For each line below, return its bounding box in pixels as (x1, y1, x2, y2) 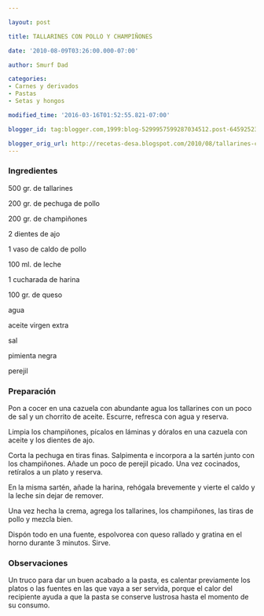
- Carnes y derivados (8, 82, 79, 90)
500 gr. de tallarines (8, 183, 73, 192)
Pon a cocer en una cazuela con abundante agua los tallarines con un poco (8, 403, 252, 412)
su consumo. (8, 600, 50, 610)
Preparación (8, 386, 57, 397)
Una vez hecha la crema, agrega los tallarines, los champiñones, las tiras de (8, 506, 254, 515)
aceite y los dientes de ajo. (8, 435, 95, 445)
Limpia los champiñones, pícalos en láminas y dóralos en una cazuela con (8, 427, 247, 436)
